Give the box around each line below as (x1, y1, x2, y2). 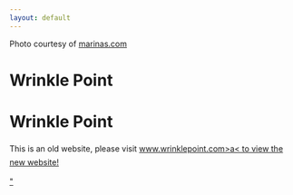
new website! (9, 156, 59, 168)
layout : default (9, 13, 71, 23)
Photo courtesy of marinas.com (9, 38, 128, 49)
